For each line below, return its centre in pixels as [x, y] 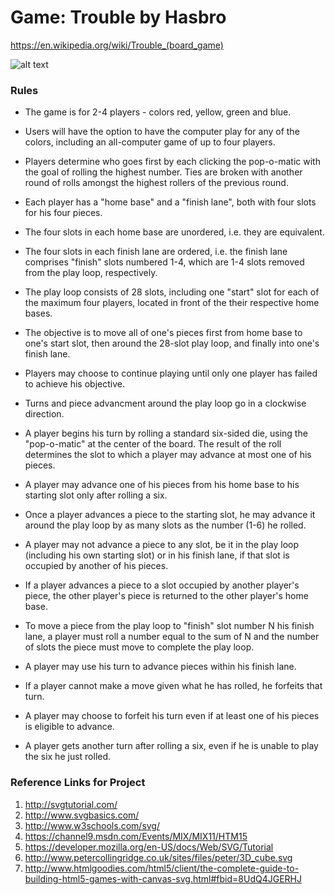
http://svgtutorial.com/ [71, 804]
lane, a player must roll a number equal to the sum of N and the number [172, 637]
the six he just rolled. [68, 757]
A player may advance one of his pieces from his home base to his [162, 485]
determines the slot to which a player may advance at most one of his [168, 455]
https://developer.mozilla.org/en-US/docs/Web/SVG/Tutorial [149, 847]
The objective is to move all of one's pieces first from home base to [163, 333]
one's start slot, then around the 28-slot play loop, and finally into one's [172, 343]
